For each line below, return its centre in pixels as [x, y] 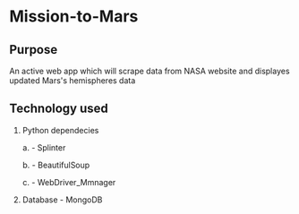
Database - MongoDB [62, 200]
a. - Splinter [44, 147]
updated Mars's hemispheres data [73, 81]
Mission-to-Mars [74, 17]
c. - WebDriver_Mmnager [69, 182]
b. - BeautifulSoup [56, 165]
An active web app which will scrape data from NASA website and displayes [149, 71]
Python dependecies [60, 130]
